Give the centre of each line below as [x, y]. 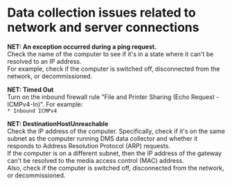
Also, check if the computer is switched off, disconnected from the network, [116, 168]
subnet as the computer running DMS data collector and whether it [102, 138]
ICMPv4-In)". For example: [45, 104]
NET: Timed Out [30, 89]
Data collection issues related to [101, 13]
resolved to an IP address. [44, 61]
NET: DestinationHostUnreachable [58, 123]
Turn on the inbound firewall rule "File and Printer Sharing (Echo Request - [113, 97]
